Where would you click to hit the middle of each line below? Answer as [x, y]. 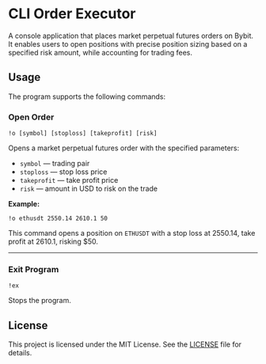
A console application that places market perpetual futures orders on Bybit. [131, 36]
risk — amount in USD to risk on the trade [89, 189]
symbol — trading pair [55, 164]
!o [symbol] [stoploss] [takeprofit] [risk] [83, 134]
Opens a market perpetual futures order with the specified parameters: [124, 148]
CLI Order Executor [72, 14]
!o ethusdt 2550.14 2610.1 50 [58, 218]
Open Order [31, 117]
